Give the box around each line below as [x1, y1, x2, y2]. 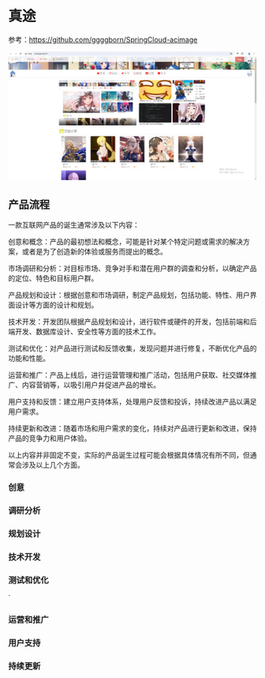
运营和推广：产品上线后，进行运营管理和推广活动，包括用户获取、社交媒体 [8, 371, 250, 380]
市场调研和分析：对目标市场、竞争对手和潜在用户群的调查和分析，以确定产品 [8, 264, 257, 273]
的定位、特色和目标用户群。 [8, 273, 99, 283]
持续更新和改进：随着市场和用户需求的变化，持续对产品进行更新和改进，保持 [8, 424, 257, 433]
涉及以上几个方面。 [21, 460, 84, 470]
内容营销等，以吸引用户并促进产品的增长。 [21, 380, 160, 390]
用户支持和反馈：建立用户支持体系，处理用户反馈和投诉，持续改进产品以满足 [8, 397, 257, 407]
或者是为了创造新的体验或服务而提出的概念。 [21, 247, 167, 257]
